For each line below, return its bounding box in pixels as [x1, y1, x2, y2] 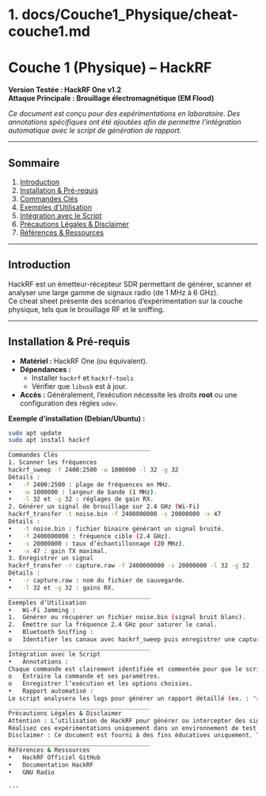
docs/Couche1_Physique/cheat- [21, 6, 239, 24]
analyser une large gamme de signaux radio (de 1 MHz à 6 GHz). [8, 287, 219, 297]
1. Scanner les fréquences [8, 459, 97, 467]
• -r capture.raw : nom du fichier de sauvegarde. [8, 577, 186, 585]
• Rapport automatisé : [8, 687, 93, 695]
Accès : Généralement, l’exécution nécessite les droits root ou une [19, 390, 237, 399]
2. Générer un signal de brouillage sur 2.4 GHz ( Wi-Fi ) [8, 502, 200, 511]
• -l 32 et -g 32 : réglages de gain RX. [8, 495, 154, 503]
